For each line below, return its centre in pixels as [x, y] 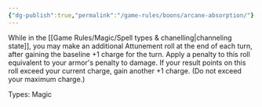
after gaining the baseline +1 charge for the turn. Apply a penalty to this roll [129, 54]
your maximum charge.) [47, 79]
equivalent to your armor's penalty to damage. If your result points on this [127, 62]
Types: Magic [30, 94]
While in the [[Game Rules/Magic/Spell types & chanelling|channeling [120, 37]
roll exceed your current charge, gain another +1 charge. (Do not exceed [125, 70]
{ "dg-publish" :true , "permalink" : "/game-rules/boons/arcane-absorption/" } [131, 15]
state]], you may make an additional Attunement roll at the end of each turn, [130, 46]
